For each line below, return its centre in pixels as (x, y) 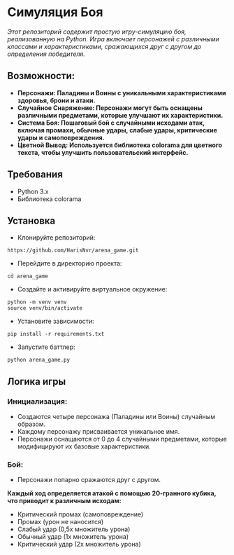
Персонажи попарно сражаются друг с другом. (89, 480)
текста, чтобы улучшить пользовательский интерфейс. (103, 152)
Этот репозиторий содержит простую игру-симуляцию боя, (97, 32)
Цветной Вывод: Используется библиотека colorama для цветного (119, 145)
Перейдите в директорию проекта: (70, 263)
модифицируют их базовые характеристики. (84, 446)
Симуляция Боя (55, 12)
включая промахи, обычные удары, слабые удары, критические (117, 130)
